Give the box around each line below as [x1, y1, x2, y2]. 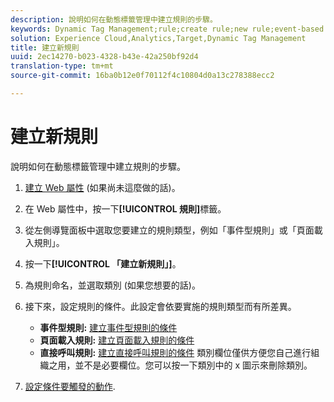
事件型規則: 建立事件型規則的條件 [39, 321, 178, 333]
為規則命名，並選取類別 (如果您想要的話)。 [24, 279, 201, 291]
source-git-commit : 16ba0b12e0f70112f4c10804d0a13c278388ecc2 [10, 71, 275, 81]
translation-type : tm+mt [10, 61, 114, 71]
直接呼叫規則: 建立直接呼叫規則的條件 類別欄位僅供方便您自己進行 [39, 346, 312, 358]
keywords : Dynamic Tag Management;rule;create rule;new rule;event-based [10, 24, 325, 34]
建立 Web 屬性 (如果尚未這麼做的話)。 [24, 181, 181, 193]
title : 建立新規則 [10, 42, 80, 53]
